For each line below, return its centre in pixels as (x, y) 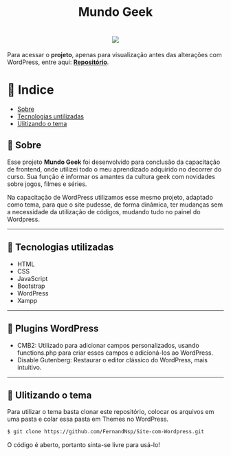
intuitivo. (29, 367)
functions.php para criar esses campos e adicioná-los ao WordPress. (115, 353)
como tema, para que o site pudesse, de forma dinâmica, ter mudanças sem (115, 205)
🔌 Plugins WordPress (53, 329)
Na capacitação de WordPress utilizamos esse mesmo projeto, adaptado (110, 197)
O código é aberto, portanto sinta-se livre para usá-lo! (84, 445)
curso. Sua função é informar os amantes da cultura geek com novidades (111, 176)
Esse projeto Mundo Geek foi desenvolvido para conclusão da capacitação (114, 162)
